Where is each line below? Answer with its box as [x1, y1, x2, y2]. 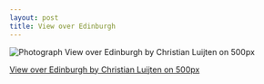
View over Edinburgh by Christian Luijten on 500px [9, 64, 200, 75]
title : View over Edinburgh [9, 22, 117, 31]
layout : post [9, 13, 59, 23]
